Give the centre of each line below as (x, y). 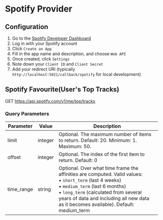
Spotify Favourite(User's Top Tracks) (62, 90)
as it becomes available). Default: (96, 205)
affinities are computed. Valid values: (100, 174)
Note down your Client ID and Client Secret (57, 64)
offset (14, 157)
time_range (20, 190)
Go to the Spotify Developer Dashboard (51, 38)
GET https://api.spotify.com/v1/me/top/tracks (50, 101)
